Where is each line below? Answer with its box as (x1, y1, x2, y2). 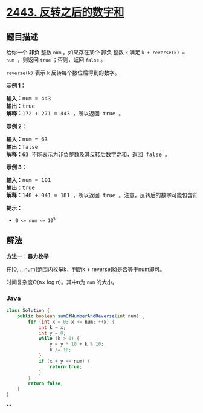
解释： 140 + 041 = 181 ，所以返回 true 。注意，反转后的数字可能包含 (6, 192, 193, 198)
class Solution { (6, 308, 50, 314)
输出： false (6, 143, 39, 150)
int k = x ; (38, 324, 66, 330)
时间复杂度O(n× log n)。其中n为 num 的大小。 (6, 278, 118, 285)
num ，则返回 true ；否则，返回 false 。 (6, 56, 106, 63)
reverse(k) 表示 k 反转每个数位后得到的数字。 (6, 69, 120, 76)
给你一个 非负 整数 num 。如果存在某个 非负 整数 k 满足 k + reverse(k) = (6, 49, 185, 56)
